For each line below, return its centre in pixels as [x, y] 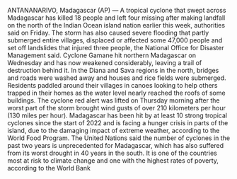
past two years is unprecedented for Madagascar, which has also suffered [116, 145]
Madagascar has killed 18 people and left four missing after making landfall [116, 18]
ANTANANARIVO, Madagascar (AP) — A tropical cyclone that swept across [117, 10]
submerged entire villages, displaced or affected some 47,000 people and [115, 40]
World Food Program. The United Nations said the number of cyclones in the [119, 138]
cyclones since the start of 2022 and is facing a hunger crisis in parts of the [118, 123]
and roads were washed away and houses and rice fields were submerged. [117, 78]
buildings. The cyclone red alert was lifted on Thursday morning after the [114, 100]
